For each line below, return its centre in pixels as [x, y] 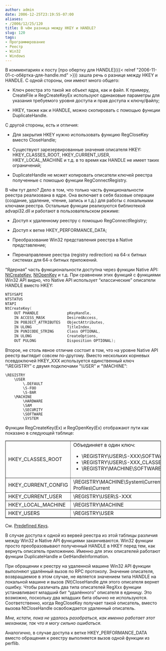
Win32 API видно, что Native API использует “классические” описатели [80, 280]
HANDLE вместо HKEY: [29, 285]
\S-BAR [30, 392]
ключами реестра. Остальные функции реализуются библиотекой [75, 206]
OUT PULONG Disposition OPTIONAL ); [65, 341]
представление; [29, 245]
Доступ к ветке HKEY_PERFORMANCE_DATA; [60, 230]
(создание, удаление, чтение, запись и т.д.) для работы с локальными [79, 200]
